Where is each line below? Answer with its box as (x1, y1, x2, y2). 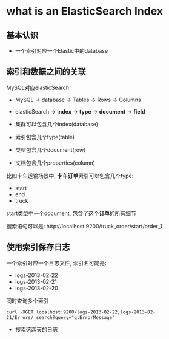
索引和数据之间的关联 (6, 67, 86, 77)
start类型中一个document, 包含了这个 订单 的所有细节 (6, 210, 136, 217)
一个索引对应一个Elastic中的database (15, 47, 108, 54)
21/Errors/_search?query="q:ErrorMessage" (6, 314, 115, 320)
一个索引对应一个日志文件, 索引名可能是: (6, 259, 107, 267)
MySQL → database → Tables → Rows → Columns (15, 96, 141, 103)
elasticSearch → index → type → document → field (15, 108, 145, 115)
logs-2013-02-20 (15, 284, 59, 292)
